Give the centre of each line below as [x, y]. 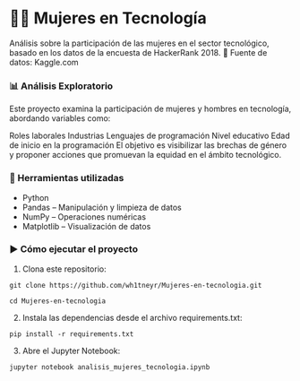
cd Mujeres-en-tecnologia [57, 301]
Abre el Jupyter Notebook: [71, 351]
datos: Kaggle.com [44, 62]
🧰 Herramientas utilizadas [67, 178]
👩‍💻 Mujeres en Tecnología [108, 18]
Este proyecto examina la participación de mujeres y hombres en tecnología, [150, 109]
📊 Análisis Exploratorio [61, 86]
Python [35, 197]
